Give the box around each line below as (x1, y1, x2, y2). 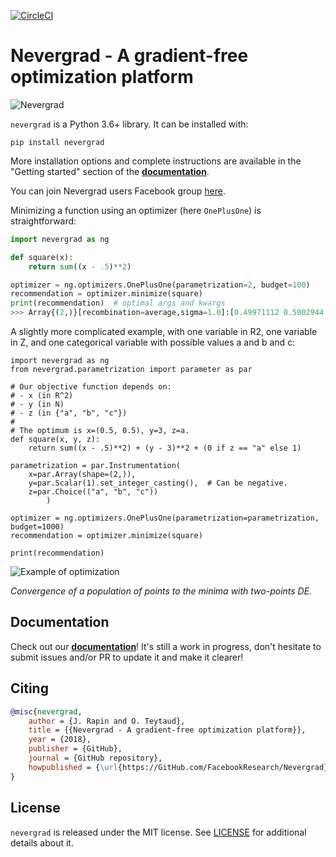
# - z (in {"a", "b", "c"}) (10, 408, 128, 419)
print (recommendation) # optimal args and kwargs (10, 298, 226, 309)
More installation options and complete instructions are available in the (10, 155, 302, 167)
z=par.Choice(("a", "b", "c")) (28, 487, 159, 497)
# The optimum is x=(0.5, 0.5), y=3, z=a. (10, 426, 190, 436)
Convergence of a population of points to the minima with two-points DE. (10, 585, 313, 597)
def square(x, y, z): (10, 435, 101, 445)
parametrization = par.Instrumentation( (10, 461, 182, 471)
